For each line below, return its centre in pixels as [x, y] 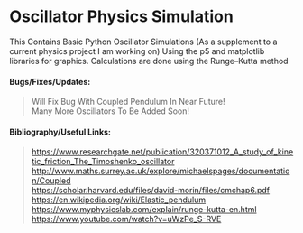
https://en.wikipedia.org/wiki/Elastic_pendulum [119, 200]
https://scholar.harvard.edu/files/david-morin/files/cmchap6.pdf [151, 191]
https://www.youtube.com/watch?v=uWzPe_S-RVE [126, 219]
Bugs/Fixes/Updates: [50, 81]
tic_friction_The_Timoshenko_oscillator [103, 162]
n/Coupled [51, 181]
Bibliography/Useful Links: [60, 132]
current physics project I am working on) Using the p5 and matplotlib [137, 51]
